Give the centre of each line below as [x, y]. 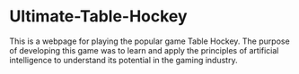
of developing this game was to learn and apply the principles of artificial [144, 50]
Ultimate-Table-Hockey [98, 16]
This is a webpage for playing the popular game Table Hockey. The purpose [149, 41]
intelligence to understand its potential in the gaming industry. [123, 60]
